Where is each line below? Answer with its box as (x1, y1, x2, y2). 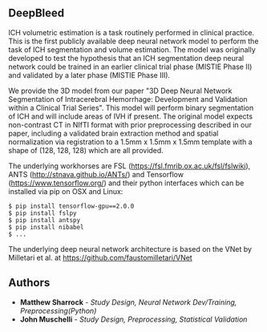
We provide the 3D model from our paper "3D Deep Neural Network (8, 86, 233, 95)
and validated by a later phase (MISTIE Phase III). (8, 70, 171, 79)
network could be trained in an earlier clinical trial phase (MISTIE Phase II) (8, 62, 253, 71)
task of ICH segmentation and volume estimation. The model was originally (8, 44, 257, 55)
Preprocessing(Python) (19, 306, 97, 315)
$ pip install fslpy (8, 209, 78, 217)
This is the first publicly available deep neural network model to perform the (8, 36, 259, 46)
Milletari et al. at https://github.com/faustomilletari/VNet (8, 253, 192, 262)
